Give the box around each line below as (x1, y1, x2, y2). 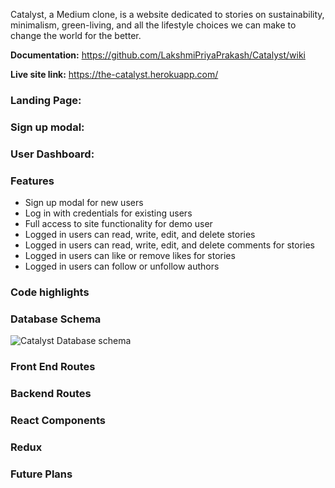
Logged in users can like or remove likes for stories (24, 250, 236, 262)
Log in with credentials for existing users (24, 207, 193, 219)
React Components (10, 414, 106, 428)
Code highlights (10, 285, 90, 299)
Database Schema (10, 312, 102, 326)
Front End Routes (10, 360, 96, 374)
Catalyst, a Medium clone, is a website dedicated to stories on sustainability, (10, 9, 325, 20)
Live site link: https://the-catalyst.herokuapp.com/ (10, 69, 219, 80)
